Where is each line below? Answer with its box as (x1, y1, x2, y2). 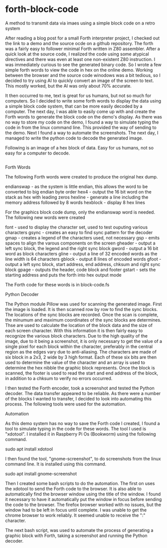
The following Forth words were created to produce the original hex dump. (5, 173, 158, 179)
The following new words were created (5, 214, 86, 220)
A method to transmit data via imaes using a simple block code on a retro (5, 20, 156, 26)
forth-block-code (5, 3, 79, 15)
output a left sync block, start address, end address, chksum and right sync (5, 261, 161, 267)
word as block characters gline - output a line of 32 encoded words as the (5, 250, 158, 256)
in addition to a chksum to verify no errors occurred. (5, 375, 113, 381)
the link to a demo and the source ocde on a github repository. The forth (5, 40, 154, 46)
